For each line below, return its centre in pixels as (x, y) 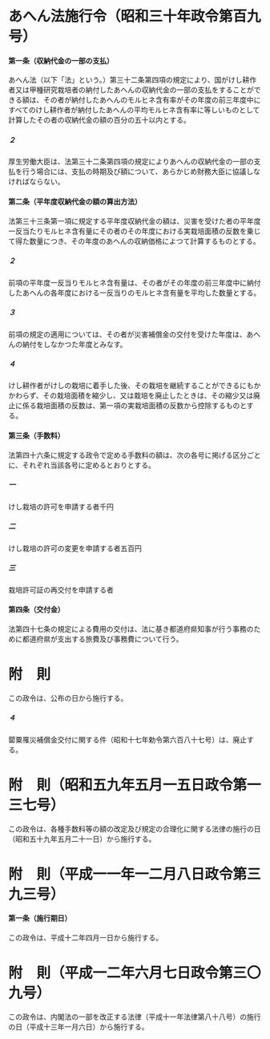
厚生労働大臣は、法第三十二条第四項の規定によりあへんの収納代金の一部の (131, 162)
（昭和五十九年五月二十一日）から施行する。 (82, 839)
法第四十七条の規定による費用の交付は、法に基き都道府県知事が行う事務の (131, 629)
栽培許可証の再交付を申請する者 (61, 589)
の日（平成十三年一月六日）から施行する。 (79, 1026)
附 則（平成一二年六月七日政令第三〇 (135, 973)
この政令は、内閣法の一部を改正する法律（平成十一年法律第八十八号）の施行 (135, 1017)
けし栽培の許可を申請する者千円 (61, 507)
